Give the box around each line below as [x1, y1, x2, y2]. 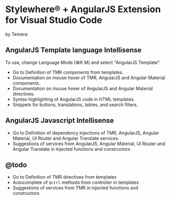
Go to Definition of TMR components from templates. [12, 69, 124, 75]
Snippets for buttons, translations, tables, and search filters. [12, 102, 138, 108]
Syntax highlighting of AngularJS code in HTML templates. [12, 96, 135, 102]
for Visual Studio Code [5, 14, 103, 26]
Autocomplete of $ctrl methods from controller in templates [12, 179, 139, 186]
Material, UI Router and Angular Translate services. [12, 135, 119, 141]
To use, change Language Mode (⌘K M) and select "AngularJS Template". [5, 59, 161, 65]
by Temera [5, 31, 28, 37]
